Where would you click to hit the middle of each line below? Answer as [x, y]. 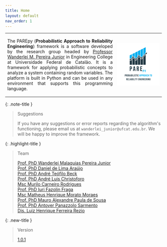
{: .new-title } [19, 220]
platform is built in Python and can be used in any [60, 78]
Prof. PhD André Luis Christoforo [51, 179]
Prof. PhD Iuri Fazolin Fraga [45, 189]
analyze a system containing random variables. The [60, 73]
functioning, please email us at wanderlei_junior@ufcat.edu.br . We [86, 128]
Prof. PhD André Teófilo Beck [47, 173]
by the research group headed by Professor [60, 52]
